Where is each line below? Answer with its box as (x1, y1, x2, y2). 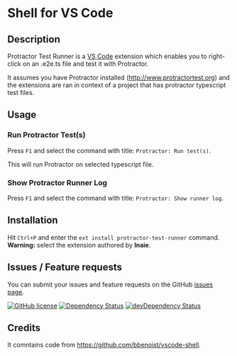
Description (7, 33, 60, 45)
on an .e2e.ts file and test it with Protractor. (22, 60, 149, 68)
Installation (7, 214, 58, 226)
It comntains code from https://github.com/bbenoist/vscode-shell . (7, 340, 201, 349)
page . (7, 287, 25, 296)
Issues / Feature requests (7, 261, 123, 274)
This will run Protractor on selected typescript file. (7, 160, 154, 168)
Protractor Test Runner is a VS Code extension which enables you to (7, 52, 207, 60)
